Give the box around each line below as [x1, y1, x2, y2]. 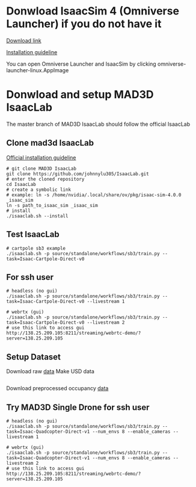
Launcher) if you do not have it [6, 17, 162, 31]
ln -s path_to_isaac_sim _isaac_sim [6, 202, 98, 208]
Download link [6, 37, 42, 44]
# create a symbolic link [6, 187, 71, 193]
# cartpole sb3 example [6, 245, 66, 251]
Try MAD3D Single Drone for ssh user [6, 402, 150, 412]
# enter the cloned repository [6, 176, 85, 182]
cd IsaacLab [6, 181, 36, 187]
